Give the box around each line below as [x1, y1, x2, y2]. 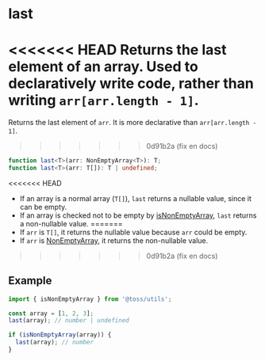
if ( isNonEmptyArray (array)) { [8, 331, 112, 339]
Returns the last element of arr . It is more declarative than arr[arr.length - [8, 118, 257, 127]
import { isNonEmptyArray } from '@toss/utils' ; [8, 294, 172, 303]
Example [8, 274, 52, 287]
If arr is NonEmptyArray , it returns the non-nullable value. [19, 235, 209, 245]
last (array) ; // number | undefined [8, 317, 129, 325]
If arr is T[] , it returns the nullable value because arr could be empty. [19, 227, 248, 237]
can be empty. [19, 202, 67, 211]
